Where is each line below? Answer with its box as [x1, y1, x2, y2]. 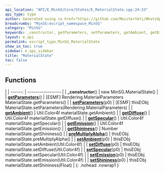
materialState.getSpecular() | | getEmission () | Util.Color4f [5, 120, 124, 126]
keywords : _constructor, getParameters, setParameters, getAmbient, [5, 30, 148, 35]
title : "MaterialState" [5, 53, 54, 58]
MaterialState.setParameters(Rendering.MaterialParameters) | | [5, 104, 133, 111]
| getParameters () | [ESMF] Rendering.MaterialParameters [5, 94, 124, 100]
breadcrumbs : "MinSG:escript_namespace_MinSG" [5, 21, 102, 26]
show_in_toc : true [5, 44, 43, 49]
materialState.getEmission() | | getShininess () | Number [5, 126, 118, 132]
